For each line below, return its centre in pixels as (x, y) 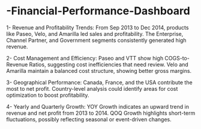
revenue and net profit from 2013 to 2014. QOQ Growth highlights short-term (101, 113)
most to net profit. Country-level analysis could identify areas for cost (92, 88)
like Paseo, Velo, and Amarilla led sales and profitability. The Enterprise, (95, 33)
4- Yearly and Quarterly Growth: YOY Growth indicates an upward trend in (97, 106)
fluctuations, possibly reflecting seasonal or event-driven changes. (89, 119)
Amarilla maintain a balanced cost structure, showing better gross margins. (99, 70)
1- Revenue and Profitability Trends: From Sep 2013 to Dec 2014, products (97, 27)
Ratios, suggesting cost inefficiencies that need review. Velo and (109, 64)
